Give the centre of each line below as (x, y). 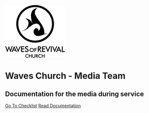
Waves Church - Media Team (65, 76)
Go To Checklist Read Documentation (43, 106)
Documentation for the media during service (74, 94)
